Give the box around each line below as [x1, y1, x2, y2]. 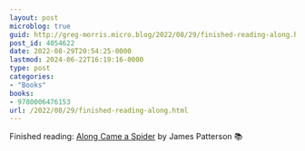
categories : [9, 72, 54, 81]
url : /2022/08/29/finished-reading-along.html [9, 106, 189, 115]
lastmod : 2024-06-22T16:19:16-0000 [9, 55, 144, 64]
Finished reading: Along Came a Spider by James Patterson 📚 [9, 131, 243, 142]
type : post [9, 64, 51, 73]
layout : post [9, 13, 59, 23]
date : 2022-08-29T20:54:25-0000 [9, 47, 132, 56]
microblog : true [9, 22, 71, 31]
